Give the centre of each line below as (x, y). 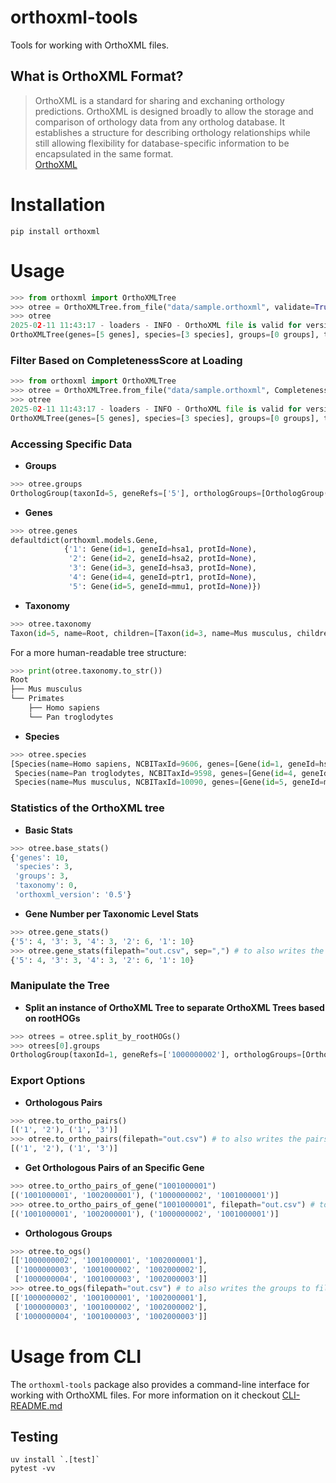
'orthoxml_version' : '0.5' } (73, 895)
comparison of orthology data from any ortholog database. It (160, 122)
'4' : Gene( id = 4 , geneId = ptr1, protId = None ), (162, 577)
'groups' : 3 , (42, 876)
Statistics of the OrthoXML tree (87, 808)
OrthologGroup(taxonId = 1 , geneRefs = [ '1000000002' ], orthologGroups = (156, 1055)
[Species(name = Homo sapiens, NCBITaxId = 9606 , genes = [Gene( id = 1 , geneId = (165, 764)
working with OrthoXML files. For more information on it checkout (145, 1395)
